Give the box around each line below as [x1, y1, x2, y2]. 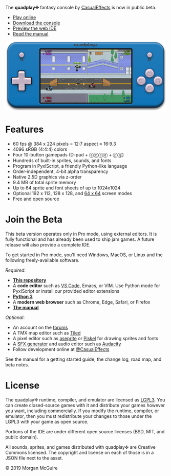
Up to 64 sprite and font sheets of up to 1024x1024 [12, 185, 121, 191]
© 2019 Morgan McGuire [5, 465, 58, 471]
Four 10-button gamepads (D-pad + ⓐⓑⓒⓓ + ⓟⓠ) [12, 152, 124, 158]
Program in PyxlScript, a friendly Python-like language [12, 163, 127, 169]
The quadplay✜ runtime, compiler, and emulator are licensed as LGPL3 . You [5, 397, 165, 403]
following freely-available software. [5, 257, 80, 263]
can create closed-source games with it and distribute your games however [5, 402, 165, 409]
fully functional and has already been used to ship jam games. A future [5, 236, 155, 242]
